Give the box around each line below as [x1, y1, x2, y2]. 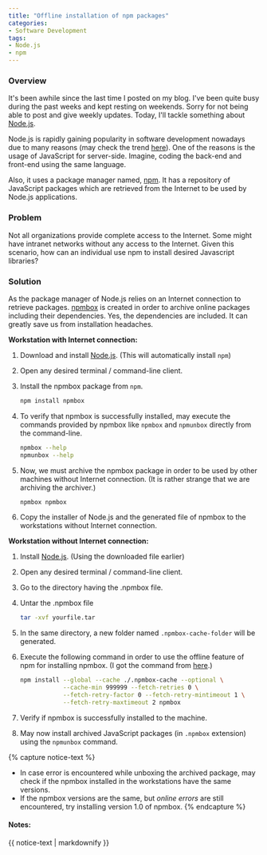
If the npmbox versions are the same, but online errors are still [19, 793, 225, 803]
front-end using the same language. [8, 160, 127, 169]
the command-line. [19, 428, 83, 438]
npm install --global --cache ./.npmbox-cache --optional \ [19, 676, 224, 684]
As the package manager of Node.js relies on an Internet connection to [8, 293, 241, 304]
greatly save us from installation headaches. [8, 319, 154, 328]
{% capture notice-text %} [8, 752, 96, 762]
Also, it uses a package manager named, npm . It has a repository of [8, 175, 231, 185]
